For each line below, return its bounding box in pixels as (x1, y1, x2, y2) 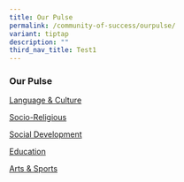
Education (9, 147, 46, 157)
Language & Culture (9, 95, 82, 106)
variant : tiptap (9, 29, 69, 38)
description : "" (9, 37, 69, 47)
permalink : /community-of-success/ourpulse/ (9, 21, 176, 30)
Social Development (9, 129, 82, 140)
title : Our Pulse (9, 12, 73, 22)
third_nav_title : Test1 (9, 46, 97, 55)
